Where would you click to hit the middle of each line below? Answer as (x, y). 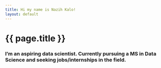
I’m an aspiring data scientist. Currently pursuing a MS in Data (81, 53)
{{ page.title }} (35, 38)
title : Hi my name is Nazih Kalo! (41, 10)
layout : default (22, 14)
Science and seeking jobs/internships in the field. (66, 60)
